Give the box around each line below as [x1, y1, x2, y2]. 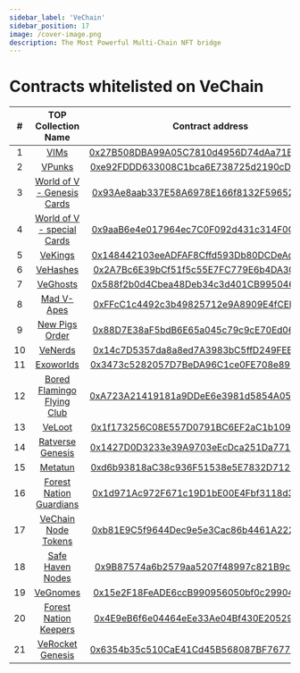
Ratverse [38, 435, 77, 448]
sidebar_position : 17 [9, 21, 90, 30]
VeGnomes [34, 586, 81, 599]
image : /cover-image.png [9, 29, 102, 38]
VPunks [41, 161, 74, 173]
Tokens [41, 535, 73, 548]
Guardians [35, 498, 79, 510]
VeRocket [37, 638, 78, 651]
